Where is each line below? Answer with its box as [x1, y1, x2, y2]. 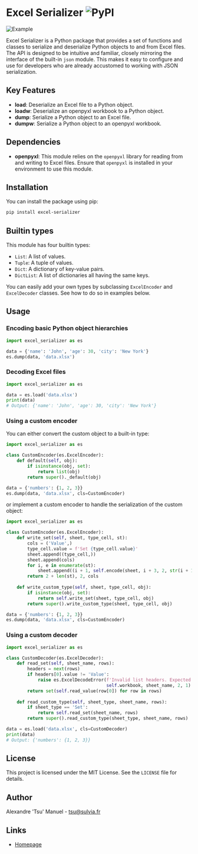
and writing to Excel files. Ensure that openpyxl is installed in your [14, 159, 173, 166]
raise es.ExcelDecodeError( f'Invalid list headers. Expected [37, 677, 192, 683]
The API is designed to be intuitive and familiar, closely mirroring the [6, 49, 172, 56]
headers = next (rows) [27, 666, 81, 672]
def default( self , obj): [16, 458, 78, 464]
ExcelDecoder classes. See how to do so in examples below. [6, 289, 151, 296]
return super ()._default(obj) [27, 474, 101, 480]
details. [6, 775, 24, 783]
